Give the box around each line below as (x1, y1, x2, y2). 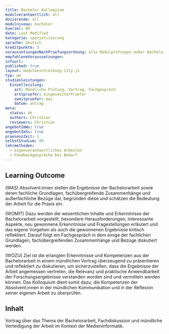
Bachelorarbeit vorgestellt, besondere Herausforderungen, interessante (5, 216, 153, 222)
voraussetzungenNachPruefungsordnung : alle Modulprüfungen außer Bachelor (5, 49, 165, 54)
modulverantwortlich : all (5, 12, 59, 17)
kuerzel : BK (5, 26, 30, 31)
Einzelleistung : (10, 82, 44, 87)
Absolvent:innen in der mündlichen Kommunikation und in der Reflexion (5, 284, 153, 290)
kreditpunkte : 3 (5, 45, 39, 50)
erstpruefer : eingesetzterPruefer (14, 92, 87, 97)
